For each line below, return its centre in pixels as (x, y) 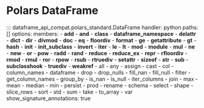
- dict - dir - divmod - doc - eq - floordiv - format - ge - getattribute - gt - (101, 40)
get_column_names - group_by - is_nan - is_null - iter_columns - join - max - (102, 79)
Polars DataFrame (52, 11)
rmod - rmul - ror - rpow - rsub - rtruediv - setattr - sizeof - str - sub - (97, 59)
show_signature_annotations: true (49, 98)
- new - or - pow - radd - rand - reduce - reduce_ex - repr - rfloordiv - (97, 53)
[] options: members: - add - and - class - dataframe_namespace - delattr (101, 33)
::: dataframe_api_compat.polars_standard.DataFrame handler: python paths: (102, 27)
